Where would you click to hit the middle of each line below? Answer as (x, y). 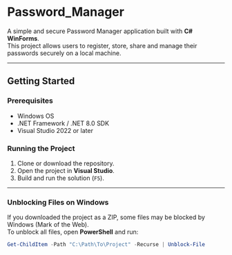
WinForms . (23, 38)
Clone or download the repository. (66, 163)
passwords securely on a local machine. (64, 53)
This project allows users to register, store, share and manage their (102, 45)
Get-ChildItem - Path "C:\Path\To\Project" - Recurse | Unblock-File (106, 245)
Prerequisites (30, 101)
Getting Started (41, 81)
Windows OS (36, 116)
